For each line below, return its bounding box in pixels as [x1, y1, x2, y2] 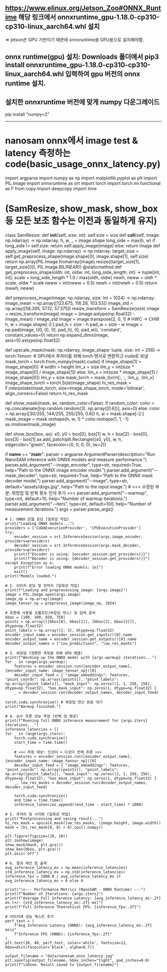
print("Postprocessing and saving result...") [5, 816, 103, 821]
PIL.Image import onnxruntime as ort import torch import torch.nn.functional [5, 180, 161, 186]
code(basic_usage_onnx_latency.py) [5, 158, 161, 170]
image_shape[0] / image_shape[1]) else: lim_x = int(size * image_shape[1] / [5, 369, 158, 375]
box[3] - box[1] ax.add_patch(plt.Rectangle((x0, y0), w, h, [5, 436, 123, 442]
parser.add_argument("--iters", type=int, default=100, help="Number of [5, 500, 152, 506]
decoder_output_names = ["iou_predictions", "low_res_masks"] [5, 641, 137, 646]
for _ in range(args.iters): [5, 731, 66, 736]
